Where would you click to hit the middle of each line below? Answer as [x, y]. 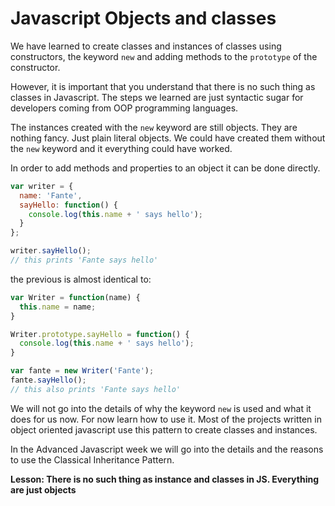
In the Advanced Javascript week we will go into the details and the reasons [167, 449]
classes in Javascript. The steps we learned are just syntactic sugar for [157, 97]
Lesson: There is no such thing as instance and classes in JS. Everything [165, 479]
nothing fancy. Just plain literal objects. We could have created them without [168, 138]
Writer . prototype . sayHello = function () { [100, 334]
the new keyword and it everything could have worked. [121, 148]
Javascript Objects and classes [143, 18]
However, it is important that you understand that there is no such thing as [163, 86]
